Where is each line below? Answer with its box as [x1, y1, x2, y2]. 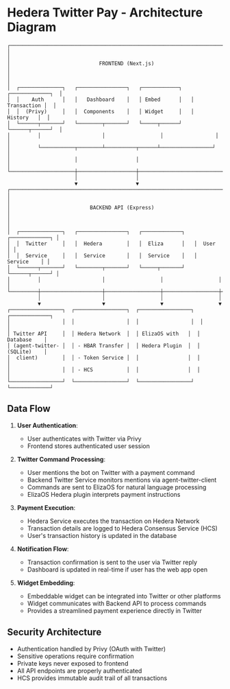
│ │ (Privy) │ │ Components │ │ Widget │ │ [7, 108, 194, 115]
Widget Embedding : [16, 579, 75, 587]
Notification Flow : [16, 544, 69, 553]
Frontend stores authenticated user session [27, 441, 151, 450]
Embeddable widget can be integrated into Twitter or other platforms [27, 592, 221, 600]
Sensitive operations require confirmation [16, 652, 134, 660]
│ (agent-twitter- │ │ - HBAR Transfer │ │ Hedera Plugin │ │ [7, 342, 201, 349]
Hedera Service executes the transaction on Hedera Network [27, 517, 200, 525]
